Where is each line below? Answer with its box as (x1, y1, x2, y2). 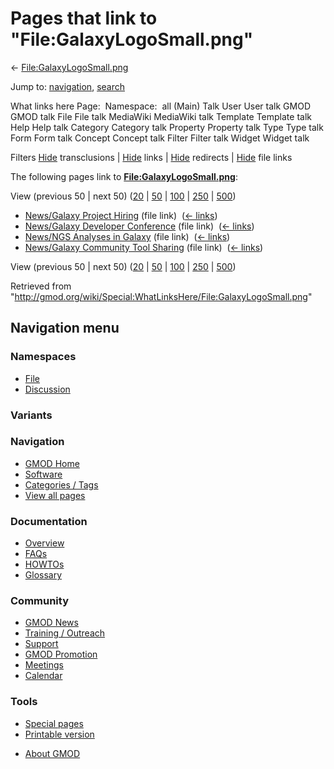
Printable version (24, 728, 95, 740)
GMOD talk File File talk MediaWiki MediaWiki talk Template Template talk (10, 110, 312, 122)
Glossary (24, 569, 63, 581)
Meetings (24, 659, 64, 671)
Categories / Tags (24, 478, 99, 491)
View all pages (24, 489, 86, 501)
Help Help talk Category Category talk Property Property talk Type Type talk (10, 121, 324, 133)
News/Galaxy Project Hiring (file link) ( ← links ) (24, 209, 218, 221)
